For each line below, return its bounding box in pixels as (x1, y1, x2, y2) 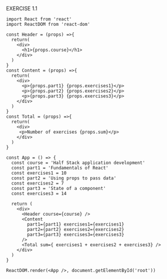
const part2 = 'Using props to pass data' (11, 175, 117, 181)
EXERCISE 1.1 (6, 5, 38, 12)
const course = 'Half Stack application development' (11, 160, 145, 166)
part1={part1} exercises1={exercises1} (27, 222, 125, 227)
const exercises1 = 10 (11, 170, 67, 176)
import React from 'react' (6, 16, 72, 22)
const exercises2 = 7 (11, 181, 64, 186)
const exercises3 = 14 (11, 190, 67, 196)
